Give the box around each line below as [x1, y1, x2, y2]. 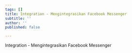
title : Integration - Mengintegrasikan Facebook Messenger [5, 12, 127, 16]
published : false [5, 25, 40, 30]
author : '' [5, 20, 27, 26]
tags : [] [5, 7, 23, 12]
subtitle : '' [5, 16, 32, 21]
